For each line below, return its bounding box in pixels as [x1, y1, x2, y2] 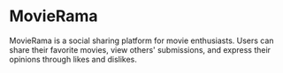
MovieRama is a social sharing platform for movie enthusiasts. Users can [9, 35, 274, 46]
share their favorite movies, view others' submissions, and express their [9, 44, 272, 55]
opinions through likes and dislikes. [9, 54, 137, 64]
